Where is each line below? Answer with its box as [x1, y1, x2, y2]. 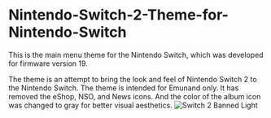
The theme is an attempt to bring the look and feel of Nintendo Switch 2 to [8, 74, 258, 84]
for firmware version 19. [8, 59, 88, 68]
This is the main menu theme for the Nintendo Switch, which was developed [8, 50, 264, 59]
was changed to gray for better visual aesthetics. [8, 100, 173, 110]
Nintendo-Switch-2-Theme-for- [8, 6, 229, 24]
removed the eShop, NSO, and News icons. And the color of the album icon [8, 91, 261, 101]
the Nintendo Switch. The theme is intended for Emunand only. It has [8, 83, 239, 93]
